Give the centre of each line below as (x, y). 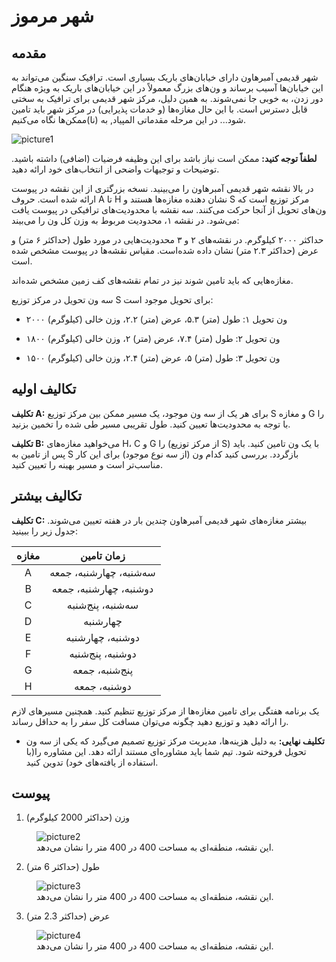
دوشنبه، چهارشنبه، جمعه (102, 588)
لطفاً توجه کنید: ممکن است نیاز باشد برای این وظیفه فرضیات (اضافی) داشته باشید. (164, 158)
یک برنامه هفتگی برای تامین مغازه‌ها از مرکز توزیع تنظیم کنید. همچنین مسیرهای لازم (165, 711)
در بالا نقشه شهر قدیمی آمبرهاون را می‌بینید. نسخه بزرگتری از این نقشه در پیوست (162, 188)
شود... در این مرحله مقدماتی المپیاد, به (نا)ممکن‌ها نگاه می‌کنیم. (128, 119)
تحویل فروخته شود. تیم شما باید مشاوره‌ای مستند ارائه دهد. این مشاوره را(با (166, 751)
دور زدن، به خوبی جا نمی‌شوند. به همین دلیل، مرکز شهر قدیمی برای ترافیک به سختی (167, 98)
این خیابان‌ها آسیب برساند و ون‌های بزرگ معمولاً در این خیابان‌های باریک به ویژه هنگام (167, 88)
